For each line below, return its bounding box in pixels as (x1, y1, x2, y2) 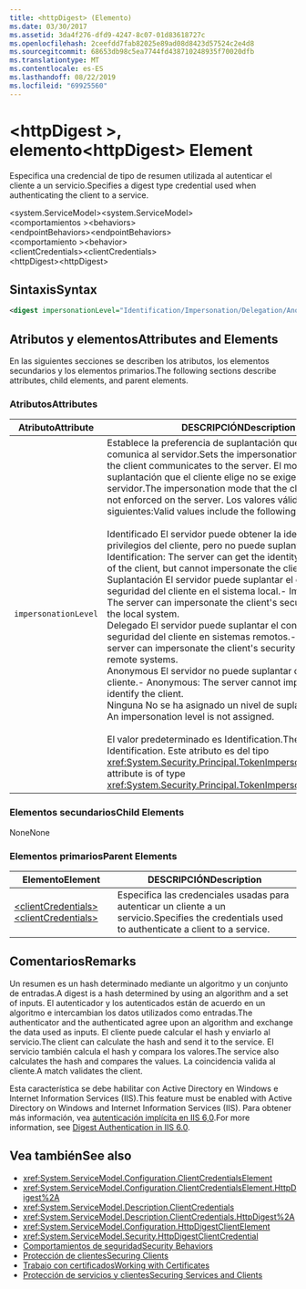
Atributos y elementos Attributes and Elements (9, 331, 279, 347)
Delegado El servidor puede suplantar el (107, 619, 280, 632)
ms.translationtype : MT (9, 56, 100, 65)
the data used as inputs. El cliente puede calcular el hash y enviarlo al (9, 1026, 270, 1037)
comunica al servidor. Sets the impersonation (107, 448, 299, 461)
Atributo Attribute (17, 421, 94, 434)
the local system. (107, 608, 180, 620)
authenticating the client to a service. (9, 189, 148, 201)
